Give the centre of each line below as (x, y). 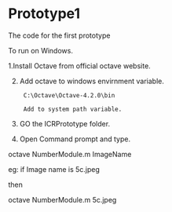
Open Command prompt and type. (75, 139)
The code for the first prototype (59, 35)
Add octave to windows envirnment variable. (92, 81)
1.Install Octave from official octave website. (79, 66)
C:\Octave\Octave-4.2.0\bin (69, 95)
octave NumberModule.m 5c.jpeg (62, 199)
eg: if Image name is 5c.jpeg (54, 169)
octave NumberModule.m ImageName (70, 154)
